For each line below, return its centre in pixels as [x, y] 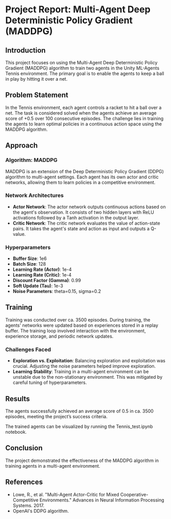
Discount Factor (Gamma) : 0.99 [47, 281]
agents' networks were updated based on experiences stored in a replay [82, 325]
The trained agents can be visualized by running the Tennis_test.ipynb [79, 427]
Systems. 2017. [28, 505]
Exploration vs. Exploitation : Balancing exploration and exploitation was [89, 361]
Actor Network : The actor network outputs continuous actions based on [89, 207]
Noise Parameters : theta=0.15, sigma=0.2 [57, 291]
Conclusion [24, 448]
